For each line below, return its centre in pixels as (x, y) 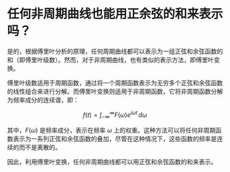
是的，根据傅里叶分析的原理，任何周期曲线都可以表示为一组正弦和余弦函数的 (115, 51)
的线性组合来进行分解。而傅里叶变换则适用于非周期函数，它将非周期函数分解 (115, 91)
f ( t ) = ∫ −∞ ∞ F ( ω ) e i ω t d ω (115, 115)
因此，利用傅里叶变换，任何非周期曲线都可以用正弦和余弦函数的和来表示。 (112, 162)
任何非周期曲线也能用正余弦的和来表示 (115, 14)
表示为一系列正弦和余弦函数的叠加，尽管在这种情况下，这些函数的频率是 (115, 139)
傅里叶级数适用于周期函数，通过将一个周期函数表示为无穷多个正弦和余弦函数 (115, 83)
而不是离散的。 (40, 147)
